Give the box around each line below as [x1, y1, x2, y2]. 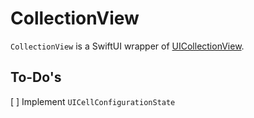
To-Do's [10, 69, 62, 86]
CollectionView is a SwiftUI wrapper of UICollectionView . [10, 40, 245, 52]
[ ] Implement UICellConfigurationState [10, 95, 176, 107]
